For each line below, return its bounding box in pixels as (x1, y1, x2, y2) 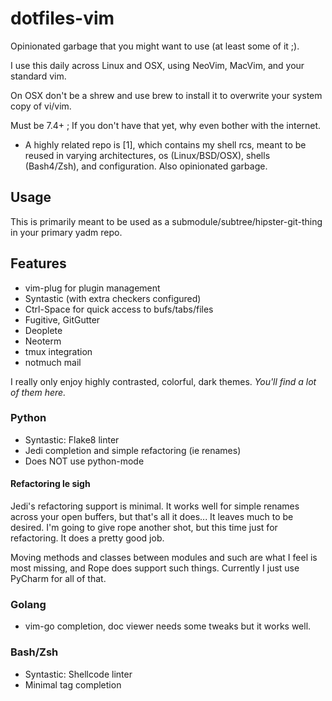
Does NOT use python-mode (24, 455, 145, 467)
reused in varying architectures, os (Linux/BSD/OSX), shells (24, 149, 271, 161)
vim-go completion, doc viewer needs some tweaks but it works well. (24, 620, 312, 632)
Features (10, 255, 67, 272)
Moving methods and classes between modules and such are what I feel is (10, 552, 318, 564)
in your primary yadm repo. (10, 226, 123, 238)
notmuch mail (24, 356, 82, 368)
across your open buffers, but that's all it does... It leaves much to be (10, 511, 294, 523)
